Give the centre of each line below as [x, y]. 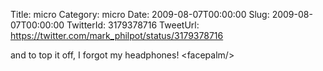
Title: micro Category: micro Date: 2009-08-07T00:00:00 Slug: [140, 14]
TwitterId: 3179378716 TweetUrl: [133, 25]
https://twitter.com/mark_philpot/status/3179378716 [117, 35]
